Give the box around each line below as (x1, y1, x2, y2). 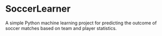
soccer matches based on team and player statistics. (5, 25, 117, 31)
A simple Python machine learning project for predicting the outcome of (5, 20, 157, 26)
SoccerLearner (5, 3, 71, 15)
